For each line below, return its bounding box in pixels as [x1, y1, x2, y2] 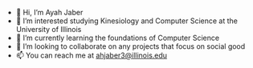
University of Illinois [15, 25, 82, 34]
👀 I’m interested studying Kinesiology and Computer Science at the [15, 16, 239, 26]
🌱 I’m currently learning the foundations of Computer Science [15, 33, 219, 42]
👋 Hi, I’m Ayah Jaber [15, 8, 84, 17]
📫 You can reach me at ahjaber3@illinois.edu [15, 50, 167, 60]
